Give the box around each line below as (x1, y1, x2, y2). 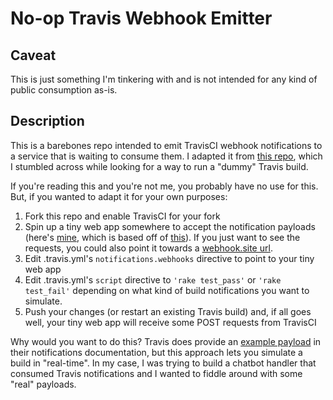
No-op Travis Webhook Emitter (10, 7, 273, 30)
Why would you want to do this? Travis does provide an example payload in (10, 335, 322, 347)
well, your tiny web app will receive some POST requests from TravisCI (24, 316, 317, 328)
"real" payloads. (10, 378, 77, 390)
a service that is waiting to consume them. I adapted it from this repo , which (10, 150, 323, 162)
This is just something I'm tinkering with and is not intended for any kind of (10, 73, 318, 85)
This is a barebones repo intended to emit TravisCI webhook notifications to (10, 139, 323, 151)
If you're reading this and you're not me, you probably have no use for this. (10, 180, 319, 192)
